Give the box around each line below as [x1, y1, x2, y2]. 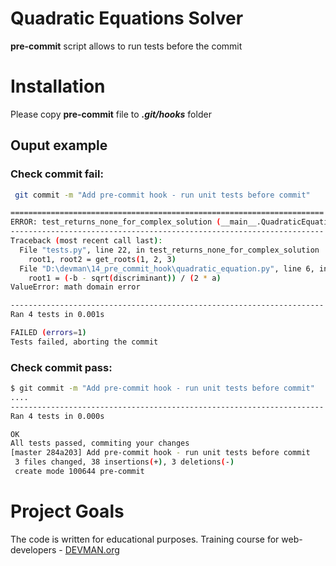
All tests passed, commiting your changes [10, 438, 190, 449]
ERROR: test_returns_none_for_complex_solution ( [10, 217, 222, 227]
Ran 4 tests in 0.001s [10, 310, 105, 320]
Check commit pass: [10, 360, 113, 374]
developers [10, 543, 57, 556]
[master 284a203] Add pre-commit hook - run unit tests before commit [10, 448, 311, 458]
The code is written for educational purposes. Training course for [10, 533, 280, 545]
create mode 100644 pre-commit [14, 467, 145, 477]
